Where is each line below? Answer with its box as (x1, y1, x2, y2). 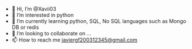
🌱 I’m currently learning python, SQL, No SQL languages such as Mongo (11, 18, 187, 24)
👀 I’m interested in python (11, 12, 74, 18)
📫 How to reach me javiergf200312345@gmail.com (11, 36, 138, 43)
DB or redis (11, 24, 39, 31)
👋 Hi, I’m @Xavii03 (11, 6, 57, 12)
